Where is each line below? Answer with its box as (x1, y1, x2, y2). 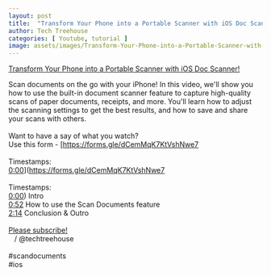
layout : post (8, 11, 52, 20)
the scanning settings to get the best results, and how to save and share (8, 106, 248, 115)
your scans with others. (8, 114, 87, 123)
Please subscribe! (8, 225, 69, 235)
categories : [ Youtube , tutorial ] (8, 34, 128, 43)
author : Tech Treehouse (8, 27, 89, 35)
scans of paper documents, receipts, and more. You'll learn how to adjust (8, 97, 252, 107)
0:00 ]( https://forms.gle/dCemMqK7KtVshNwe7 (8, 165, 165, 175)
